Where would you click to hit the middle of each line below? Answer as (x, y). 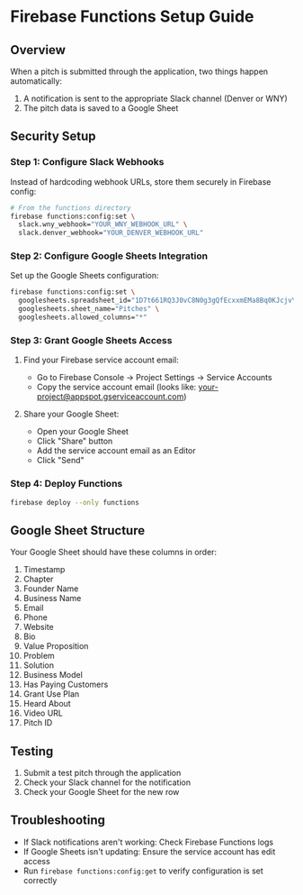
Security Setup (53, 137)
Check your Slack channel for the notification (107, 782)
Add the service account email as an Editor (116, 451)
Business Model (53, 675)
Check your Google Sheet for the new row (101, 792)
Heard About (47, 704)
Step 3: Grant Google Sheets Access (91, 340)
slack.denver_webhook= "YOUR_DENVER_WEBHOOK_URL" (111, 233)
